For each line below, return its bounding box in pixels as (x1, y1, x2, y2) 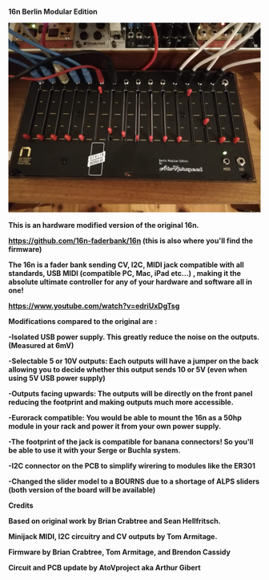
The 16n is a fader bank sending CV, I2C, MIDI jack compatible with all (8, 260, 244, 270)
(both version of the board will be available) (8, 485, 156, 494)
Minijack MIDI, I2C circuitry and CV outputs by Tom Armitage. (8, 532, 218, 541)
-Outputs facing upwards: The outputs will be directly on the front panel (8, 389, 253, 398)
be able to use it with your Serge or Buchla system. (8, 445, 181, 455)
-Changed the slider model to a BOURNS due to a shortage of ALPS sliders (8, 477, 260, 486)
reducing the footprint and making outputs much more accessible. (8, 397, 234, 407)
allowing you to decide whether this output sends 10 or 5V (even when (8, 365, 247, 374)
